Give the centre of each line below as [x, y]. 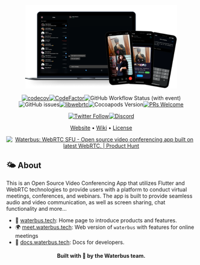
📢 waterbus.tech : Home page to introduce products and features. [96, 220]
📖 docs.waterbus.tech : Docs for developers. [70, 242]
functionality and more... [37, 208]
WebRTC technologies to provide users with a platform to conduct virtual [97, 189]
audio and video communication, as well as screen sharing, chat [86, 202]
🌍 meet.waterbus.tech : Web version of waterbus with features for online [105, 227]
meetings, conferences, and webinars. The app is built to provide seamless [99, 196]
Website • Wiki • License [101, 128]
